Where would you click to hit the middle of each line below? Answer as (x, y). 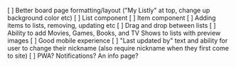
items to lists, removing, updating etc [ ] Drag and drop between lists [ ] (112, 25)
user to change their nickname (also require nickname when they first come (118, 48)
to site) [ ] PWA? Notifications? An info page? (73, 56)
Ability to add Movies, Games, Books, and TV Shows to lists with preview (114, 33)
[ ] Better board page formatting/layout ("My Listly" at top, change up (109, 10)
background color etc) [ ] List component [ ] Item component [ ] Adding (112, 18)
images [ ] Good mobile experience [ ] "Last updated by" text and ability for (118, 41)
